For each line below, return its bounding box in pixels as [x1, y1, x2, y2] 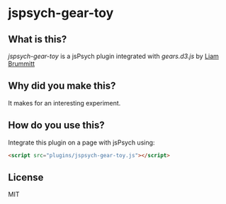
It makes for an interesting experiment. [8, 98, 121, 107]
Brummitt [8, 59, 35, 68]
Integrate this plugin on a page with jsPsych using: [8, 138, 155, 147]
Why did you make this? [8, 80, 116, 92]
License [8, 171, 44, 183]
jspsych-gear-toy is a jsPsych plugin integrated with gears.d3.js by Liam [8, 52, 219, 60]
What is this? [8, 33, 67, 45]
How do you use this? [8, 119, 105, 132]
